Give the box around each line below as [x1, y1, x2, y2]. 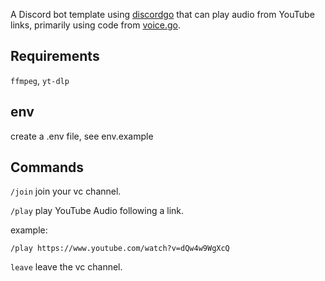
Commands [10, 159, 85, 176]
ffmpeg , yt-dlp [10, 74, 70, 86]
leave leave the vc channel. [10, 261, 123, 273]
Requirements [10, 48, 100, 65]
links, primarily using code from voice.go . [10, 19, 181, 31]
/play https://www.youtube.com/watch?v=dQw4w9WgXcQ [10, 244, 230, 254]
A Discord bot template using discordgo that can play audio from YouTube [10, 9, 315, 20]
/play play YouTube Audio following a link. [10, 205, 185, 217]
